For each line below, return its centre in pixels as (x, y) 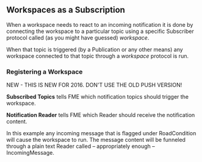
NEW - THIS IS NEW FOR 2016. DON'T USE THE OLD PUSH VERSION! (94, 85)
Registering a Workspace (45, 71)
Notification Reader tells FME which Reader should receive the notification (101, 115)
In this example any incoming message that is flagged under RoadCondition (101, 133)
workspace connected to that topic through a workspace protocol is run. (98, 56)
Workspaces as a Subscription (66, 10)
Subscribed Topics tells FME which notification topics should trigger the (98, 97)
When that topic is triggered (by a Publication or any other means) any (95, 49)
